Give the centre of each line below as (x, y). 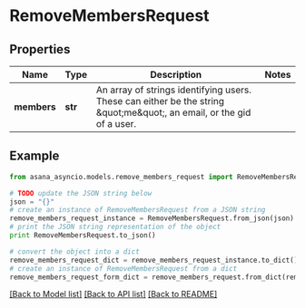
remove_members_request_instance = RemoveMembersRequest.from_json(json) (152, 218)
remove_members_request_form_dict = (79, 277)
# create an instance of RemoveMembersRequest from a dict (123, 268)
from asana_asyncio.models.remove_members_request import (121, 177)
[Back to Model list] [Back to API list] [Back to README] (113, 294)
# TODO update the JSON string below (81, 193)
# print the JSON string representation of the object (115, 227)
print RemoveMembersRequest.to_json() (83, 236)
